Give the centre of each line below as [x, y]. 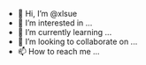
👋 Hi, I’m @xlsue [47, 14]
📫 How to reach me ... [58, 51]
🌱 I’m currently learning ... [65, 32]
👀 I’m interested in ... [55, 23]
